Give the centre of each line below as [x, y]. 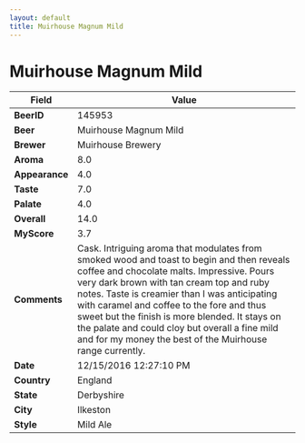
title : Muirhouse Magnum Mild [67, 26]
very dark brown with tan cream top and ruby [173, 283]
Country [32, 380]
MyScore [34, 234]
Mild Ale [94, 425]
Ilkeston [94, 410]
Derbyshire [101, 395]
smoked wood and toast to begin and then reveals [183, 260]
